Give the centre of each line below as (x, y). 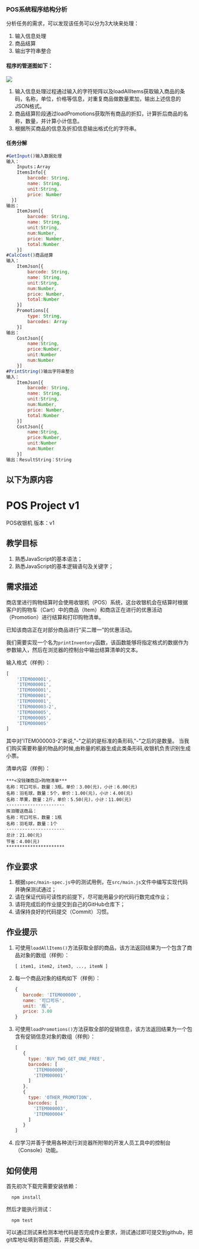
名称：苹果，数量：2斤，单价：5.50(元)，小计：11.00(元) (69, 800)
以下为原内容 (30, 480)
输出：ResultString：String (39, 460)
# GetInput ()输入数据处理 (34, 156)
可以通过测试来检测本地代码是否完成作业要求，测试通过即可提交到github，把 (99, 1232)
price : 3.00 (38, 1011)
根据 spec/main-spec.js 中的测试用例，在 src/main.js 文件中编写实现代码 (101, 882)
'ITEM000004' (49, 1114)
